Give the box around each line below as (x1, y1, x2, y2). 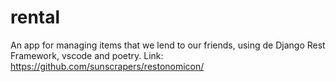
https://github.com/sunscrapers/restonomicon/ (10, 60, 205, 72)
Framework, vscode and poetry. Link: (10, 49, 164, 61)
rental (10, 6, 61, 29)
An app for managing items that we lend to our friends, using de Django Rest (10, 39, 326, 51)
